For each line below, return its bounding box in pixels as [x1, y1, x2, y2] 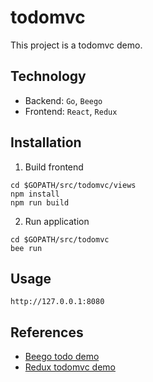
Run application [24, 215, 90, 227]
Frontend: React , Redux [24, 105, 118, 117]
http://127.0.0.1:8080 [10, 297, 105, 307]
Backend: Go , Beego [24, 94, 103, 106]
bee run [10, 243, 43, 253]
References [10, 324, 84, 341]
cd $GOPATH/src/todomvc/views [10, 180, 137, 190]
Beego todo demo [24, 351, 100, 363]
